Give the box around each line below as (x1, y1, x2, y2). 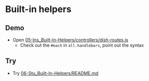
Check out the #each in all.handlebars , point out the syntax (20, 42, 144, 48)
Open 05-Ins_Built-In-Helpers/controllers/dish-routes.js (12, 37, 129, 43)
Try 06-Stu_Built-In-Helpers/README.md (12, 70, 98, 76)
